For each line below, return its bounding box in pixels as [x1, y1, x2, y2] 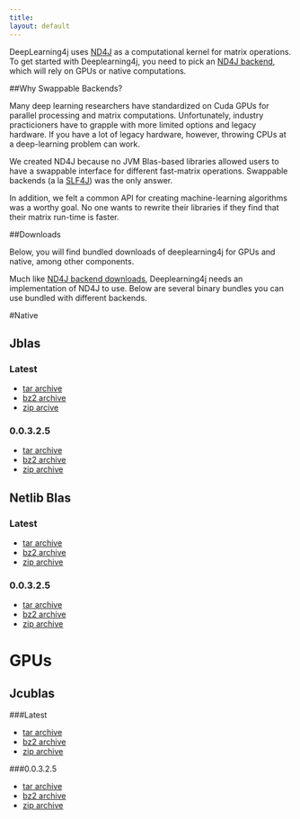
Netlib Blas [9, 490, 72, 505]
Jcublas [9, 686, 56, 701]
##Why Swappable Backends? [9, 83, 123, 93]
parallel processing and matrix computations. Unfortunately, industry [9, 110, 264, 120]
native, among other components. [9, 255, 135, 266]
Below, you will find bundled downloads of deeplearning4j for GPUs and [9, 246, 276, 257]
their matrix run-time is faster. [9, 211, 119, 222]
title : [9, 13, 34, 22]
